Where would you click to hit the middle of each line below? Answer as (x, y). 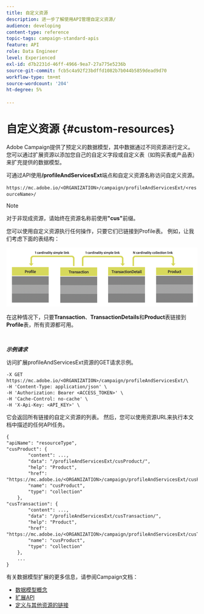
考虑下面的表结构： (35, 239)
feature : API (23, 45)
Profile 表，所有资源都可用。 (42, 324)
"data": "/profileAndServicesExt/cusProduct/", (89, 461)
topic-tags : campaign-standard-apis (53, 39)
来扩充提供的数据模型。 (36, 162)
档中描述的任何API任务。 (37, 424)
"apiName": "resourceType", (42, 443)
